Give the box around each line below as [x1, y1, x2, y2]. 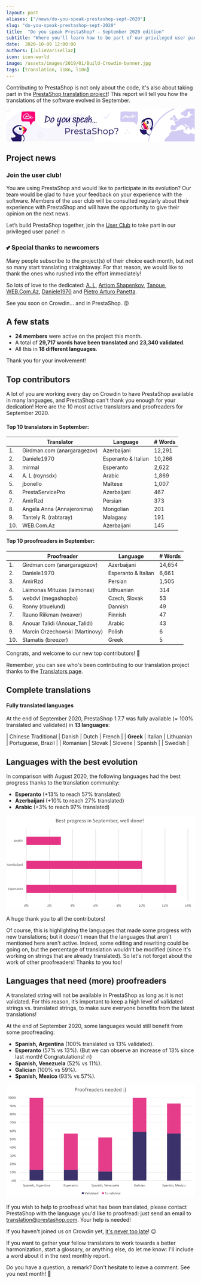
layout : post [6, 10, 39, 16]
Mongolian [102, 505, 129, 512]
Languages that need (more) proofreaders [6, 975, 167, 986]
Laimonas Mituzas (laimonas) [22, 586, 95, 593]
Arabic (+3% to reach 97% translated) [14, 803, 110, 810]
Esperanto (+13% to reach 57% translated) [14, 791, 121, 798]
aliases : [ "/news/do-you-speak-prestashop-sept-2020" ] [6, 16, 146, 22]
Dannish [108, 603, 129, 610]
